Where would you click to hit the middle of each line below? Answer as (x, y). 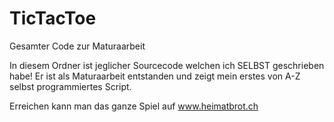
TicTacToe (53, 18)
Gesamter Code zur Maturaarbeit (77, 46)
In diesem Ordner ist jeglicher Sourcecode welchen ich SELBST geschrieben (167, 65)
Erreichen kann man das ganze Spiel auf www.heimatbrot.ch (134, 106)
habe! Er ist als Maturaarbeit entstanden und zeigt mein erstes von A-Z (155, 76)
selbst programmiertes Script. (70, 86)
